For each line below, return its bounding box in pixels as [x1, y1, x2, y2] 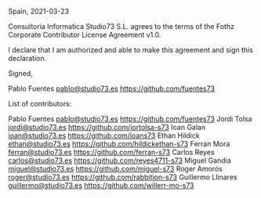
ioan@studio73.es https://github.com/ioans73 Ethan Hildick [8, 131, 200, 140]
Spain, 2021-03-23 [8, 7, 69, 16]
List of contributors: [8, 99, 72, 108]
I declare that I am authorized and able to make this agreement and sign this [8, 45, 253, 54]
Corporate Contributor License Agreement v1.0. [8, 31, 161, 39]
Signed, [8, 69, 33, 77]
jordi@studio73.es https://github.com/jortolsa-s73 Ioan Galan [8, 123, 206, 131]
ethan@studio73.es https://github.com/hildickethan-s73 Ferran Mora [8, 139, 230, 148]
